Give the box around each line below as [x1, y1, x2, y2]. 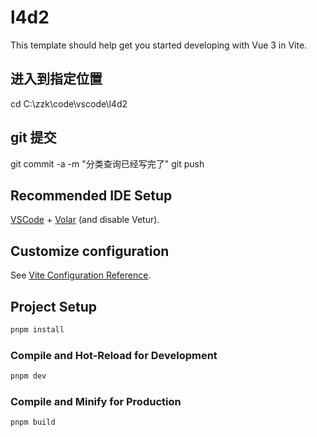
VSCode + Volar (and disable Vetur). [10, 214, 160, 226]
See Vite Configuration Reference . [10, 269, 152, 281]
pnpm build [10, 417, 56, 428]
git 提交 [10, 129, 57, 146]
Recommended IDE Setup [10, 187, 173, 204]
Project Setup [10, 298, 98, 315]
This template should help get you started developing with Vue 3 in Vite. [10, 39, 308, 51]
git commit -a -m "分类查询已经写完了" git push [10, 157, 205, 170]
